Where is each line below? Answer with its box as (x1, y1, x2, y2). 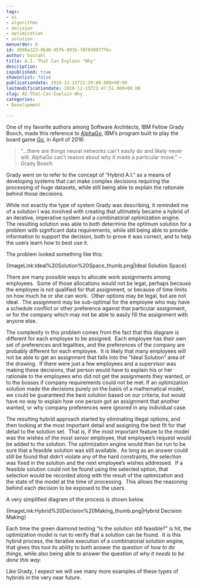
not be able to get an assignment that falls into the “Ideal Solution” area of (6, 353, 185, 360)
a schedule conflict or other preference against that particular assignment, (6, 304, 186, 311)
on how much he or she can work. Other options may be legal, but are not (6, 292, 186, 299)
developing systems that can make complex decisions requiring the (6, 178, 169, 185)
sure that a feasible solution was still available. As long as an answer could (6, 447, 188, 454)
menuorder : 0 (6, 42, 38, 48)
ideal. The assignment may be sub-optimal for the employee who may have (6, 299, 190, 306)
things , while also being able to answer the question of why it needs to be (6, 550, 185, 557)
